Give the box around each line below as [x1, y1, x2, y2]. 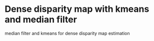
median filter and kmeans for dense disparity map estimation [4, 30, 130, 36]
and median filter [4, 14, 77, 25]
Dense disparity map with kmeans [4, 3, 149, 15]
